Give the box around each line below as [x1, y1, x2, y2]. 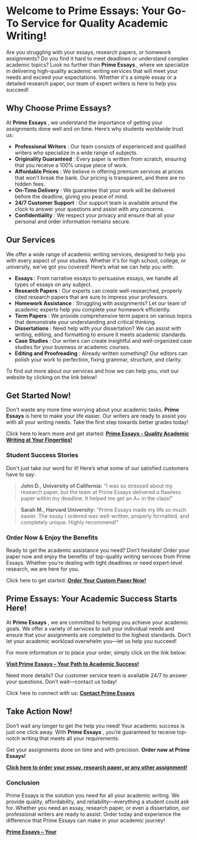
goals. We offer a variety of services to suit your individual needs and [6, 625, 175, 632]
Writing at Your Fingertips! [6, 436, 72, 443]
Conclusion [6, 779, 40, 787]
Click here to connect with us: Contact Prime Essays [6, 689, 135, 696]
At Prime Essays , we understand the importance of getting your [6, 119, 163, 126]
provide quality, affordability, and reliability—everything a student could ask [6, 798, 190, 805]
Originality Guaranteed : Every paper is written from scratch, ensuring [14, 155, 187, 163]
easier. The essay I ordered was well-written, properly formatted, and [20, 512, 190, 519]
